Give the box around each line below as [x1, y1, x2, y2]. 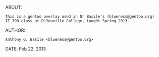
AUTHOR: [5, 27, 25, 33]
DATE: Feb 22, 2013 [5, 46, 46, 52]
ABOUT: [5, 5, 22, 10]
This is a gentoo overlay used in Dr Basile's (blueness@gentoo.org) [5, 14, 155, 19]
